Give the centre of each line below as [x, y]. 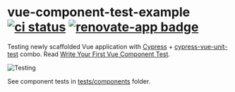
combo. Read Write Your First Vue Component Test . [95, 54]
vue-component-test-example [99, 12]
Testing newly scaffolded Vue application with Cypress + [90, 46]
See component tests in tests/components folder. [79, 81]
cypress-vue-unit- [201, 46]
